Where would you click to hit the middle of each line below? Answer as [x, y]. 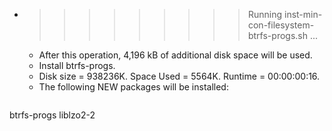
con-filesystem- [281, 25]
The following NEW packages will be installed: [133, 87]
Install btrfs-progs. [77, 65]
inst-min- [303, 14]
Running [265, 14]
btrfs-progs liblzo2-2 [52, 115]
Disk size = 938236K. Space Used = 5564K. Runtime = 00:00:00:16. [179, 76]
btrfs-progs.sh [277, 35]
